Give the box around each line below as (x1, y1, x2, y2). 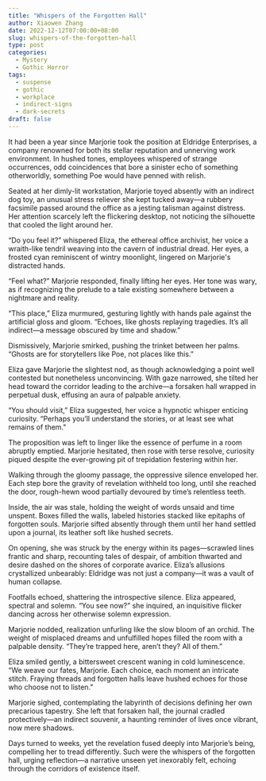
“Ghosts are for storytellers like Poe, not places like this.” (8, 349, 195, 359)
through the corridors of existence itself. (8, 764, 141, 773)
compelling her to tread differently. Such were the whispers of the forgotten (8, 747, 256, 756)
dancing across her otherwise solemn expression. (8, 609, 172, 619)
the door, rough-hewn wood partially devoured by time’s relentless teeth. (8, 487, 246, 496)
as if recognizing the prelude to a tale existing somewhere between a (8, 284, 234, 294)
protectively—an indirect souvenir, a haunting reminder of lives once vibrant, (8, 714, 259, 724)
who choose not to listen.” (8, 682, 94, 692)
